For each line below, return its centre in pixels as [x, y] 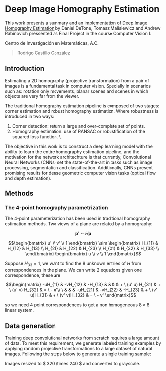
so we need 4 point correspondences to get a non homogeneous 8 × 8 [77, 305]
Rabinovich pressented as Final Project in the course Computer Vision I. [78, 33]
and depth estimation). [28, 178]
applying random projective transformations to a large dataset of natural [79, 349]
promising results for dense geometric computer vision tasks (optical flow [81, 173]
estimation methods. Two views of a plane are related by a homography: [79, 224]
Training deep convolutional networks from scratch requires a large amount [82, 338]
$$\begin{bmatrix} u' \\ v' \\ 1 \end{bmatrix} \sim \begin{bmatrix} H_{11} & [83, 243]
